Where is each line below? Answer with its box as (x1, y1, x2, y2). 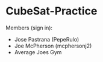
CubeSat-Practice (5, 4, 98, 18)
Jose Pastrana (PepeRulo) (14, 36, 80, 43)
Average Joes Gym (14, 48, 62, 55)
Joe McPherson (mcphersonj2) (14, 42, 92, 49)
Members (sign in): (5, 24, 52, 31)
